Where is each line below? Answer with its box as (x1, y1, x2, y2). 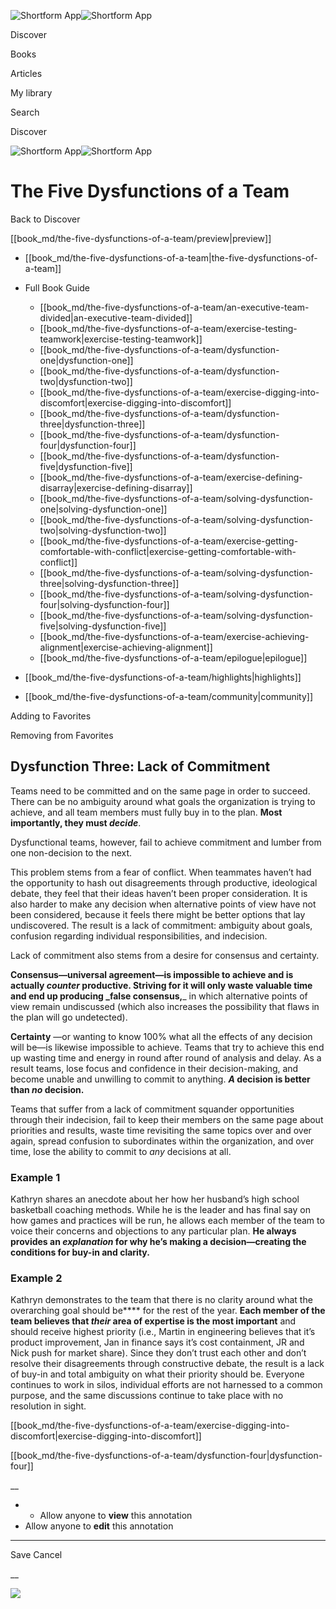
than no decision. (10, 1083, 85, 1095)
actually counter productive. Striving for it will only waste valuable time (10, 979, 313, 991)
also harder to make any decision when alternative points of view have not (10, 898, 317, 910)
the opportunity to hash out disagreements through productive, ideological (10, 876, 318, 889)
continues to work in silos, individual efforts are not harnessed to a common (10, 1379, 323, 1391)
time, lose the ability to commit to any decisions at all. (10, 1145, 232, 1157)
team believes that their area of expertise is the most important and (10, 1315, 297, 1327)
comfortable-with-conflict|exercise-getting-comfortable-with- (39, 545, 297, 557)
